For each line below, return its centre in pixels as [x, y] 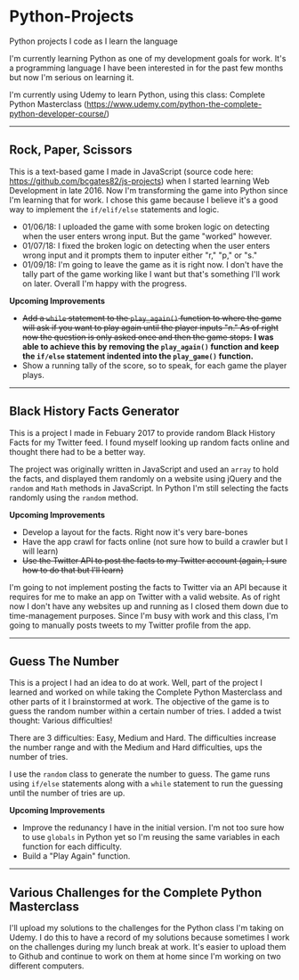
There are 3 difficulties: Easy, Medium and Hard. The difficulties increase [143, 738]
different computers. [47, 966]
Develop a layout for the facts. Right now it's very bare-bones [135, 531]
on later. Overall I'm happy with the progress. [105, 284]
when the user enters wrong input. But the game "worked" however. [147, 236]
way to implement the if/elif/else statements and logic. [114, 209]
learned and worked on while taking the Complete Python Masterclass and [146, 692]
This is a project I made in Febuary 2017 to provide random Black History [142, 432]
